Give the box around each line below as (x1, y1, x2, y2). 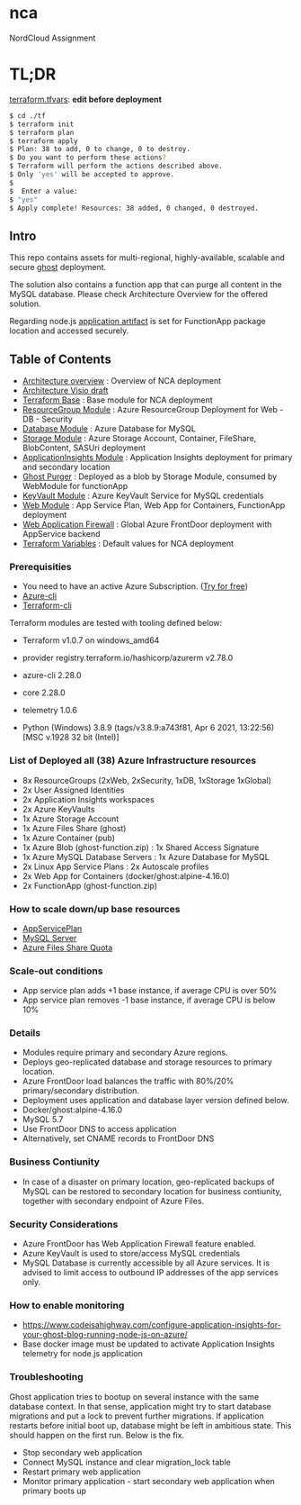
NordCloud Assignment (9, 32, 96, 43)
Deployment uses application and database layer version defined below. (22, 1095, 289, 1106)
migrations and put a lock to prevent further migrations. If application (9, 1410, 265, 1421)
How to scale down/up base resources (9, 902, 181, 915)
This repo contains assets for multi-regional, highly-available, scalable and (9, 252, 286, 263)
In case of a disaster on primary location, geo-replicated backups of (22, 1176, 276, 1187)
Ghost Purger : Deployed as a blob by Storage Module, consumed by (22, 471, 278, 482)
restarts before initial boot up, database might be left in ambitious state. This (9, 1419, 292, 1430)
